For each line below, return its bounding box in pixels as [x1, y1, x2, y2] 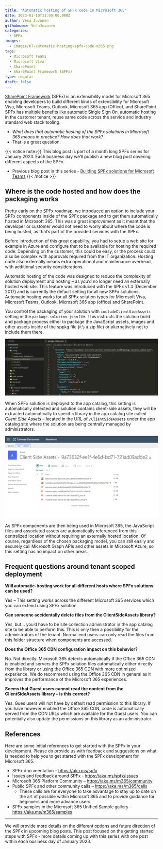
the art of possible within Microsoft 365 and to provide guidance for [19, 794, 155, 799]
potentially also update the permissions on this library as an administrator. [5, 716, 153, 722]
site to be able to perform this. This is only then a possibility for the [5, 627, 139, 632]
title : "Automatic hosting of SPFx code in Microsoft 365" [5, 8, 127, 13]
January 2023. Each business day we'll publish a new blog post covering [5, 153, 151, 159]
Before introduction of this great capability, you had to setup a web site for [5, 238, 154, 244]
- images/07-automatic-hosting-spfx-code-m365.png [9, 44, 114, 49]
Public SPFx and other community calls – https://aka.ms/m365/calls [12, 783, 147, 789]
